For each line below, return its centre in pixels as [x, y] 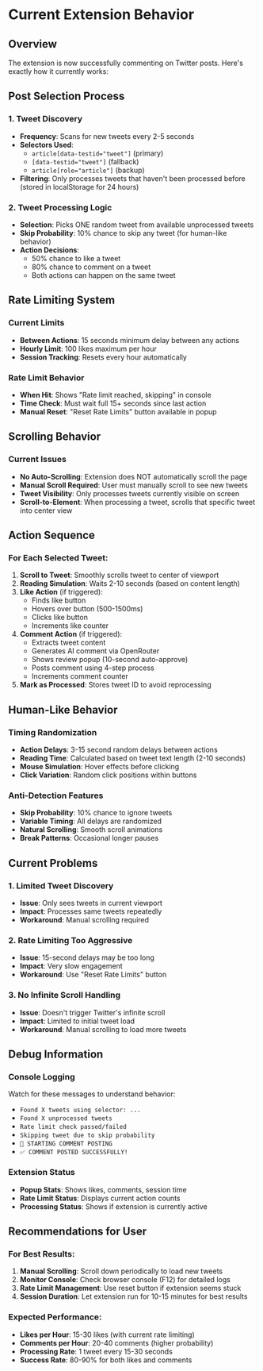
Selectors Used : [46, 144]
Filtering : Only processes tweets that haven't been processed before [132, 178]
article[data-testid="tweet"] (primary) [97, 153]
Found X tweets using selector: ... [80, 1110]
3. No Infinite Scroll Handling [65, 996]
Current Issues [38, 460]
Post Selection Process [67, 96]
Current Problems [53, 863]
